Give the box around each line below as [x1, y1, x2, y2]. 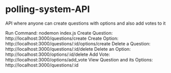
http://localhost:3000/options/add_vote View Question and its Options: [5, 56, 153, 62]
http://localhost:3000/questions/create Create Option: [5, 35, 119, 41]
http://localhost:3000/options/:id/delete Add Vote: [5, 51, 110, 57]
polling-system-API [5, 4, 90, 15]
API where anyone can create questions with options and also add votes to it [5, 20, 166, 26]
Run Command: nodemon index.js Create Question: [5, 30, 113, 36]
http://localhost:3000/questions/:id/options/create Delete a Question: [5, 40, 151, 46]
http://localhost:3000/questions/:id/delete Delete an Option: [5, 46, 131, 52]
